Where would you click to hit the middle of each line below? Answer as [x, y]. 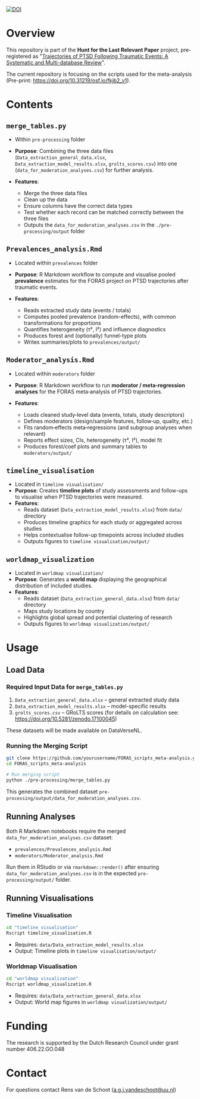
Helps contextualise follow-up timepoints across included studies [104, 535]
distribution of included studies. [54, 586]
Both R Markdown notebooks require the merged [66, 831]
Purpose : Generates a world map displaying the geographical [91, 580]
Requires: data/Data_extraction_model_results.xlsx [79, 945]
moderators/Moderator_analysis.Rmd [59, 856]
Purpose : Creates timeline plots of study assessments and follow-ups [101, 491]
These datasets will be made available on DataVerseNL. [74, 731]
